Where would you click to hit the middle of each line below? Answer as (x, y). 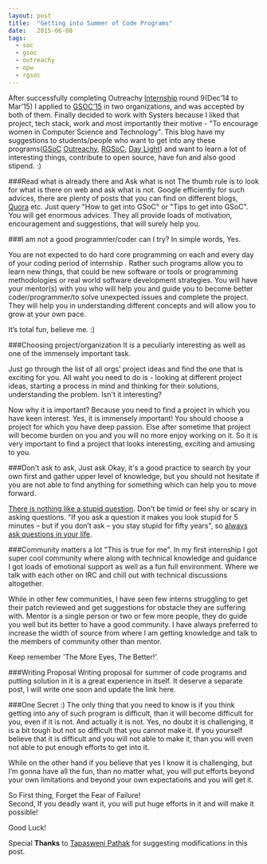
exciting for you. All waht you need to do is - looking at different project (125, 377)
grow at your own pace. (47, 314)
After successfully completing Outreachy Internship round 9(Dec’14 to (123, 97)
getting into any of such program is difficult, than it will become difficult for (131, 713)
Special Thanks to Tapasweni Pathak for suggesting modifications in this (128, 842)
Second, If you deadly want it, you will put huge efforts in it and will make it (131, 803)
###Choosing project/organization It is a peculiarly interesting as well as (127, 345)
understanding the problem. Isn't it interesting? (85, 394)
